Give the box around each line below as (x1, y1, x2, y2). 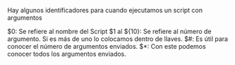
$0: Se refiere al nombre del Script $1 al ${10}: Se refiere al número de (7, 28, 212, 35)
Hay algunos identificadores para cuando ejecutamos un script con (7, 6, 203, 14)
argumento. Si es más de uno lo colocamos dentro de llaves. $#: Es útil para (7, 35, 228, 43)
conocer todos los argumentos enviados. (7, 49, 127, 58)
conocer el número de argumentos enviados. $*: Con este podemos (7, 42, 206, 50)
